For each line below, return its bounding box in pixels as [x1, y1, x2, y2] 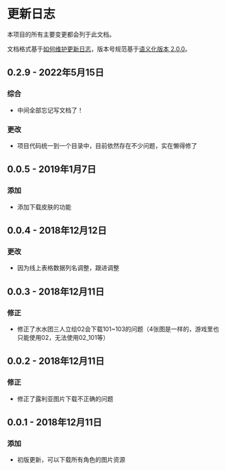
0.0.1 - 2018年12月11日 [7, 417, 102, 428]
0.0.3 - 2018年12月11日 [7, 286, 105, 297]
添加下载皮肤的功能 [16, 203, 72, 211]
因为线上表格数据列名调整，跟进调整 [16, 264, 120, 272]
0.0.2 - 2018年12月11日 [7, 356, 105, 367]
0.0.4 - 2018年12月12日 [7, 225, 108, 236]
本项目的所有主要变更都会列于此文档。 [7, 30, 115, 38]
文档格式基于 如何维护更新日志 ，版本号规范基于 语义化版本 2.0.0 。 [7, 45, 192, 53]
